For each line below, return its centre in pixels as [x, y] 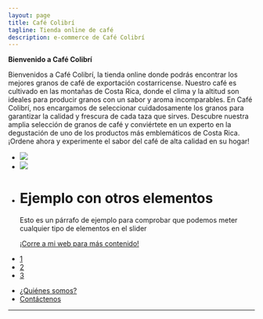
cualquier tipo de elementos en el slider [83, 229]
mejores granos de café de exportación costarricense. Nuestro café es [122, 83]
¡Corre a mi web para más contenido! [79, 244]
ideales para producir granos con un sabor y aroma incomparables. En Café [130, 100]
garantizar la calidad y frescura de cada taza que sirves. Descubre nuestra [128, 116]
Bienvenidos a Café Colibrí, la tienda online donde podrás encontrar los [123, 74]
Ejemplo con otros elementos [116, 199]
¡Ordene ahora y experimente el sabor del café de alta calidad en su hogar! [129, 141]
